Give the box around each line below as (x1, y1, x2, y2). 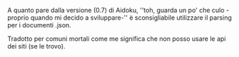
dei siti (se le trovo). (7, 42, 66, 50)
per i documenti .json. (7, 21, 71, 29)
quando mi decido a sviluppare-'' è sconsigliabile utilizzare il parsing (30, 13, 232, 22)
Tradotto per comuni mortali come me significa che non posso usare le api (7, 34, 226, 43)
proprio (7, 13, 29, 22)
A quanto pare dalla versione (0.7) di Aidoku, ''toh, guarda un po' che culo (7, 6, 225, 14)
